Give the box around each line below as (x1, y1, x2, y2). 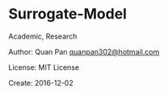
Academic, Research (8, 31, 78, 41)
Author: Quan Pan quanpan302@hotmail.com (8, 47, 160, 56)
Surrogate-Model (8, 5, 128, 23)
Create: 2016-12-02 (8, 78, 74, 88)
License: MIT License (8, 62, 79, 72)
